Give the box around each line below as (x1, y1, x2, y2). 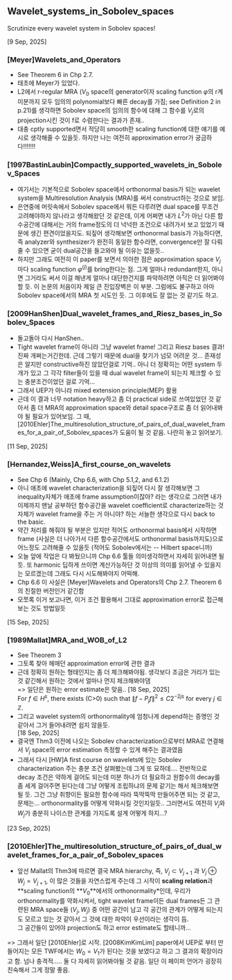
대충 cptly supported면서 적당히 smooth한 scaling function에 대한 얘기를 (17, 124, 218, 133)
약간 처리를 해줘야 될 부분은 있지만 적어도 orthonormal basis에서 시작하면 (17, 526, 217, 534)
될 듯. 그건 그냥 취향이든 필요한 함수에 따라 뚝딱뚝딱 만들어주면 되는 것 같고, (17, 790, 220, 799)
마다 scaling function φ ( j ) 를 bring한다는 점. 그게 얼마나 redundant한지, (17, 264, 211, 274)
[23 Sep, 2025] (7, 824, 51, 832)
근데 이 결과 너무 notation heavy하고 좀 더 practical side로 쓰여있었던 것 (17, 395, 215, 404)
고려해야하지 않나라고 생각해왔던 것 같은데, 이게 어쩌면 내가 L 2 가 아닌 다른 (17, 210, 216, 219)
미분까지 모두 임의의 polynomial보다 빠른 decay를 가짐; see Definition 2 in (17, 97, 221, 106)
